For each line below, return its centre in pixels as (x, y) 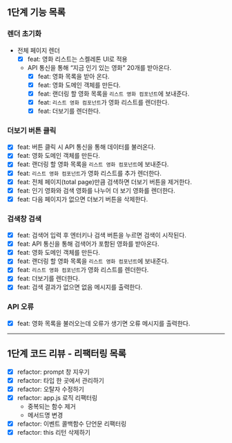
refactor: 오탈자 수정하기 (50, 389)
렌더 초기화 (25, 34)
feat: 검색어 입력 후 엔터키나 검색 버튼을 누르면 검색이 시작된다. (101, 235)
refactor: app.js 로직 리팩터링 (57, 397)
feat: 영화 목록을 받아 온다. (74, 76)
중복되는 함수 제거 (51, 406)
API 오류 (21, 307)
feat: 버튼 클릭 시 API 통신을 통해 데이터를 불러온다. (86, 147)
